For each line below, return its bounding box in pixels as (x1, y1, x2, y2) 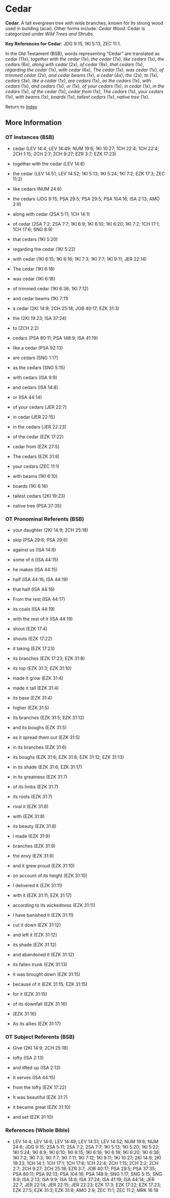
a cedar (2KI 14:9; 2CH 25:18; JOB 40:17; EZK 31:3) (12, 305, 120, 311)
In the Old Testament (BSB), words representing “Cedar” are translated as (5, 50, 160, 57)
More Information (5, 118, 62, 127)
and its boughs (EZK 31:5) (12, 724, 67, 730)
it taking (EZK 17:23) (12, 645, 55, 651)
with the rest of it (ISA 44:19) (12, 616, 73, 622)
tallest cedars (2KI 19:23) (12, 493, 65, 499)
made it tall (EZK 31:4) (12, 685, 59, 691)
